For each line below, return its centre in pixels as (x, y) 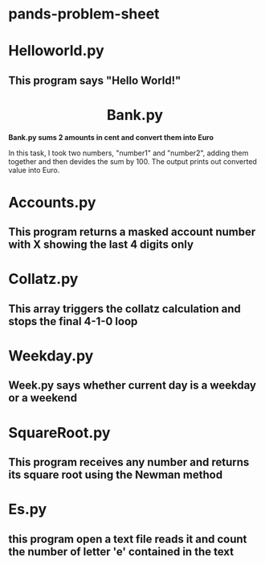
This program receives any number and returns (129, 462)
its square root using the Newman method (116, 475)
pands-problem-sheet (84, 14)
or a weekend (43, 398)
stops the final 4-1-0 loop (73, 321)
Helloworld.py (56, 51)
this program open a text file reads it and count (128, 539)
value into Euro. (34, 170)
